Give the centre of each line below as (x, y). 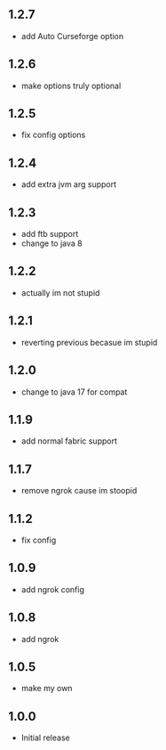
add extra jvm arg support (69, 184)
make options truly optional (71, 86)
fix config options (53, 135)
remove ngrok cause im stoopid (79, 491)
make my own (47, 689)
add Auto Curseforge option (72, 36)
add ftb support (50, 234)
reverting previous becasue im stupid (89, 342)
